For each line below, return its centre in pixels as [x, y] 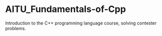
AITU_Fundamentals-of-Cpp [66, 9]
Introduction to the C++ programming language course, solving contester [81, 23]
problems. [16, 28]
